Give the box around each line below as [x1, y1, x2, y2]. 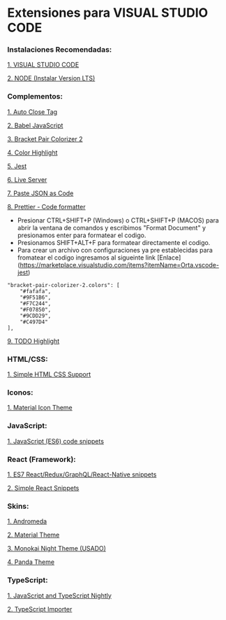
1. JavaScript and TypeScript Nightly [7, 591, 112, 600]
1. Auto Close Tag [7, 107, 58, 116]
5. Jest [7, 162, 27, 170]
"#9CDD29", [20, 312, 52, 319]
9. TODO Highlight [7, 337, 60, 345]
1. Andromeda [7, 517, 47, 526]
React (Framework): [7, 454, 77, 464]
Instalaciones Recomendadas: [7, 45, 112, 55]
